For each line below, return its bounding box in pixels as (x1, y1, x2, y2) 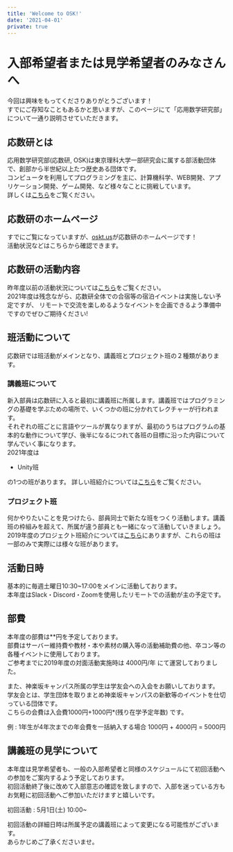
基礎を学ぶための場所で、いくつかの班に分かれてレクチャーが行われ (19, 404, 214, 413)
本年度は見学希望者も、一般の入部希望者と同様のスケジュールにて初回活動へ (7, 765, 225, 773)
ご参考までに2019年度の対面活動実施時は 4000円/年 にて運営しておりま (7, 658, 212, 667)
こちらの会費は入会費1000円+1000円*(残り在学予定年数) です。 (7, 708, 188, 716)
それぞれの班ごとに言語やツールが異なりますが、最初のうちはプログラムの (7, 422, 220, 430)
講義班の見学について (7, 745, 98, 757)
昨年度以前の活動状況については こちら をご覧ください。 (7, 283, 165, 291)
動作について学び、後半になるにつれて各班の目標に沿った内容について (25, 431, 225, 439)
